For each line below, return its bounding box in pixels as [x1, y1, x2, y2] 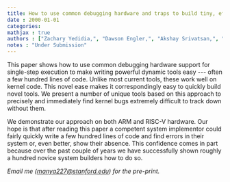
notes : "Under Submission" [7, 42, 88, 49]
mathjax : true [7, 29, 51, 36]
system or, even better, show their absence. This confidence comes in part [7, 140, 218, 147]
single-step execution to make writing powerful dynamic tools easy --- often [7, 68, 222, 76]
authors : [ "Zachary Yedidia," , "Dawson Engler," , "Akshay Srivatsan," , [7, 36, 219, 42]
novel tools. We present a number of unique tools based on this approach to [7, 90, 221, 98]
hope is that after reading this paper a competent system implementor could [7, 125, 222, 133]
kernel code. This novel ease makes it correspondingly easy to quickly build [7, 83, 221, 90]
